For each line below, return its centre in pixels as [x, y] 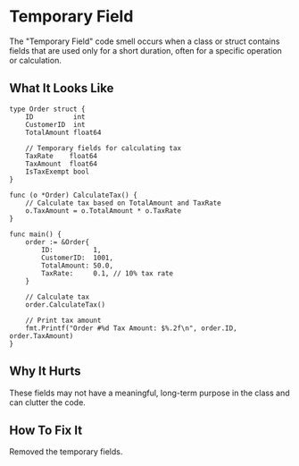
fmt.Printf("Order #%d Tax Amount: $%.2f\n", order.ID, [132, 328]
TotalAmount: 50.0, [78, 266]
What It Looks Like [62, 88]
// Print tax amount [63, 320]
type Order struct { [48, 109]
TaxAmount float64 [62, 164]
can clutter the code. [48, 402]
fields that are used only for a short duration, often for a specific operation [146, 50]
